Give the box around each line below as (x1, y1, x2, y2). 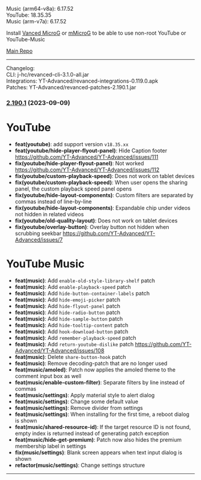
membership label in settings (14, 442, 87, 449)
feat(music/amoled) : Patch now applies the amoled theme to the (14, 366, 176, 373)
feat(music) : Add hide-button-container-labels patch (14, 289, 150, 297)
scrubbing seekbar (14, 230, 62, 237)
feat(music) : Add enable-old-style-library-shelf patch (14, 277, 156, 284)
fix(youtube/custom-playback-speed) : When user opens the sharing (14, 179, 188, 186)
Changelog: (6, 65, 35, 71)
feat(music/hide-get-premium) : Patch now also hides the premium (14, 436, 182, 443)
